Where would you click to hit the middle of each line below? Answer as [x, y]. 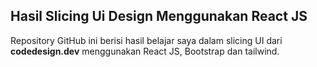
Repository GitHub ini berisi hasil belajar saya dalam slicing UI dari [146, 40]
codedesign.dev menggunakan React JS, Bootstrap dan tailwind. [145, 51]
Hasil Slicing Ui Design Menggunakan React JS [159, 16]
